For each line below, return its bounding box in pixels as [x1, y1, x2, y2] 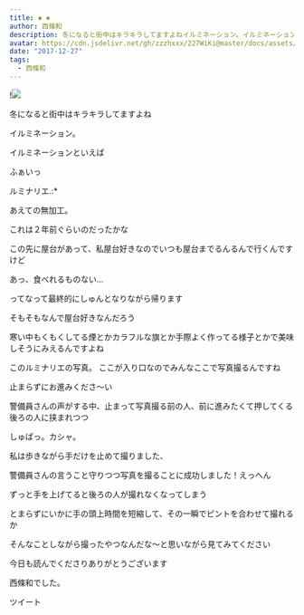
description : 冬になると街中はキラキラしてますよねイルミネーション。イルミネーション [9, 30, 297, 39]
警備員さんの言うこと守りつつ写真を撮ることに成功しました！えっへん [9, 469, 271, 480]
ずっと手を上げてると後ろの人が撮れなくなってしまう [9, 488, 208, 499]
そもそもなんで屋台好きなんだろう [9, 312, 136, 322]
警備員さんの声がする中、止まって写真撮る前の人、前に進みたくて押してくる [9, 400, 294, 411]
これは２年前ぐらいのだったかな [9, 224, 128, 235]
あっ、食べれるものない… [9, 274, 104, 284]
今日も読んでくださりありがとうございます [9, 558, 168, 569]
